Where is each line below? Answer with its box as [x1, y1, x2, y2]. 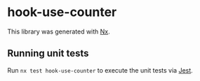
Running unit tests [7, 47, 89, 59]
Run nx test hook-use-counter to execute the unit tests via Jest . [7, 66, 193, 74]
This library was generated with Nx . [7, 27, 110, 36]
